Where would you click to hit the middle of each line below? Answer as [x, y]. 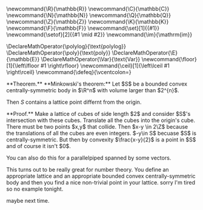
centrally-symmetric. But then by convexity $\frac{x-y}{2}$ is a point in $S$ [101, 140]
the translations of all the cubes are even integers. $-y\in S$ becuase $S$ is [101, 133]
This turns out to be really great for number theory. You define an [88, 170]
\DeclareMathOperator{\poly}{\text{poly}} [58, 53]
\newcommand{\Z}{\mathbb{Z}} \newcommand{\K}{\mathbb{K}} [88, 22]
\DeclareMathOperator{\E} [145, 53]
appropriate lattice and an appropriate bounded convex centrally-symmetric [101, 176]
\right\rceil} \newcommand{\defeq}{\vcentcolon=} [69, 72]
